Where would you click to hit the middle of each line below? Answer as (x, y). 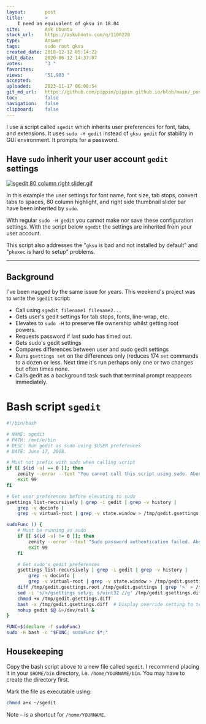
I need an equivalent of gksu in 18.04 (68, 23)
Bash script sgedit (54, 407)
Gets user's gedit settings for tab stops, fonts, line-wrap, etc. (92, 317)
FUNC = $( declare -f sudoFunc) (44, 627)
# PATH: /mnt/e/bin (31, 440)
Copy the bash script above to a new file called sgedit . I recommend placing (103, 666)
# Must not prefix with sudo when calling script (71, 462)
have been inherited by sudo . (42, 208)
